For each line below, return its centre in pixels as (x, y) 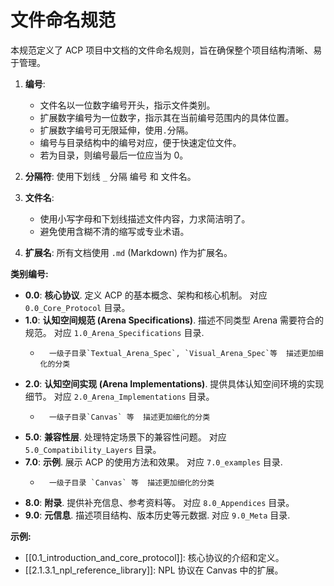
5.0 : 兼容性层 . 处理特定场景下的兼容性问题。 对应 (125, 437)
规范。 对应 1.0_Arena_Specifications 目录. (114, 332)
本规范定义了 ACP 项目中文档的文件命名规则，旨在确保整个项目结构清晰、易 (166, 50)
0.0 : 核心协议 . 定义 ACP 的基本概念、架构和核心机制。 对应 (146, 295)
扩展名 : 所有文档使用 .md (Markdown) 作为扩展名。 (128, 252)
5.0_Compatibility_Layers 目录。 (93, 449)
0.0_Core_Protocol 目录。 (77, 307)
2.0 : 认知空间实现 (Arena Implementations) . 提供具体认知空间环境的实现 (174, 383)
